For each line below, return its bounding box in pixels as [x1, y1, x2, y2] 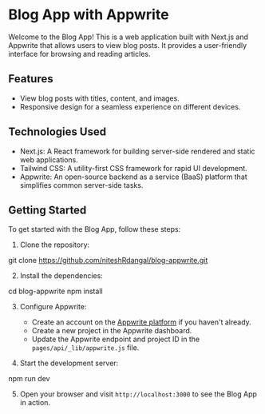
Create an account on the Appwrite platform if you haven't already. [31, 317, 251, 327]
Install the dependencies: [19, 271, 104, 281]
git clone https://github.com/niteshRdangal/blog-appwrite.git [8, 256, 208, 265]
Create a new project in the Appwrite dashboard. [31, 326, 192, 336]
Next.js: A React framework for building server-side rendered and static [19, 146, 255, 156]
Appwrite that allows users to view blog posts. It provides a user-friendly [8, 40, 247, 50]
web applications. [19, 154, 78, 165]
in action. [19, 398, 50, 408]
